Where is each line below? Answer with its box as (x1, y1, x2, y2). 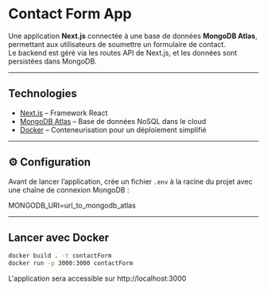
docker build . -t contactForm (8, 252, 112, 260)
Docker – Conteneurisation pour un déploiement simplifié (19, 125, 207, 134)
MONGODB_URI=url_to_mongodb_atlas (8, 200, 137, 210)
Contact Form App (8, 5, 133, 23)
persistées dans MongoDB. (8, 56, 97, 66)
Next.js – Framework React (19, 108, 108, 118)
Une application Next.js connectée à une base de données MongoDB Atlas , (8, 31, 258, 41)
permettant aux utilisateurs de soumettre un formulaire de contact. (8, 39, 226, 48)
